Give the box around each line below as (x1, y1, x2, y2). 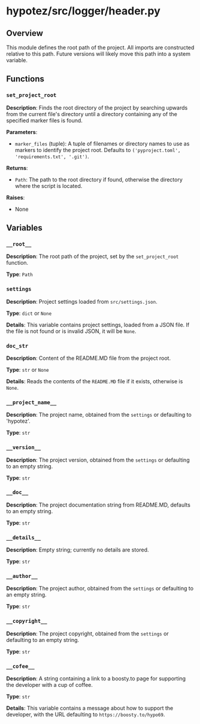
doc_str (6, 343, 29, 349)
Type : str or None (6, 366, 49, 373)
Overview (6, 28, 44, 38)
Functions (6, 74, 45, 84)
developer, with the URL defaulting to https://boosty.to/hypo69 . (6, 711, 165, 718)
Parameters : (6, 128, 38, 135)
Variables (6, 223, 43, 233)
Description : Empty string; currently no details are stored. (6, 546, 149, 553)
